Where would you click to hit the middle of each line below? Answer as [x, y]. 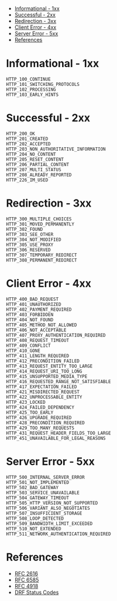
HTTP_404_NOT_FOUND [30, 320]
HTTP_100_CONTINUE [28, 79]
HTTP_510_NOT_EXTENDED [34, 529]
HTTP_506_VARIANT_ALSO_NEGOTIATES [48, 508]
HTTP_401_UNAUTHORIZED [34, 304]
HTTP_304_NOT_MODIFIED [34, 240]
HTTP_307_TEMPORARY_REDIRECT [42, 255]
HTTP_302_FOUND [25, 229]
